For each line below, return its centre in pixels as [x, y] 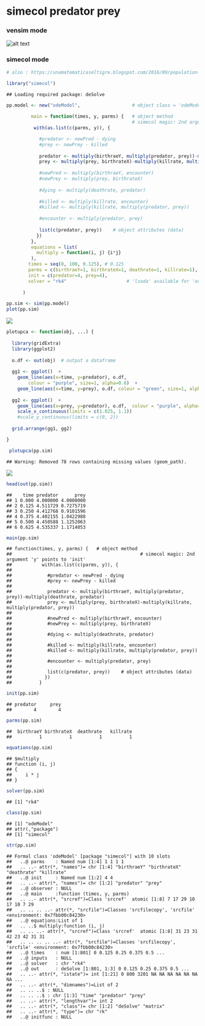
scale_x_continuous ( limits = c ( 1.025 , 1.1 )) [75, 411]
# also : [17, 72]
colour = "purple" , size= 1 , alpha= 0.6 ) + [83, 383]
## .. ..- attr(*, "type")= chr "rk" [57, 1011]
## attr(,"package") [33, 829]
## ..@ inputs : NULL [39, 958]
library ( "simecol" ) [31, 83]
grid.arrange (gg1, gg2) [42, 429]
